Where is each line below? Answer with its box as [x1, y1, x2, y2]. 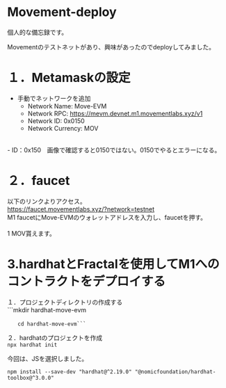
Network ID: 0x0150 [27, 116, 85, 125]
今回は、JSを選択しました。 [7, 354, 88, 362]
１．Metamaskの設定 [7, 70, 131, 86]
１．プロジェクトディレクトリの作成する [7, 298, 123, 306]
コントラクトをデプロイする [7, 274, 166, 289]
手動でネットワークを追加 [17, 94, 91, 102]
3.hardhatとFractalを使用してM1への [7, 257, 220, 272]
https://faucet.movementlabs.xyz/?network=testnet [7, 204, 155, 213]
